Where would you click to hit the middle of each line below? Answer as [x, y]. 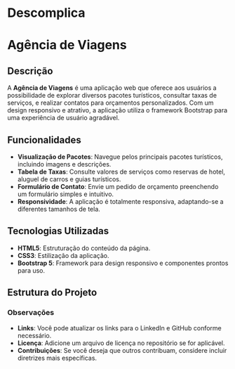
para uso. [31, 270]
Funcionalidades [45, 140]
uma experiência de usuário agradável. [63, 118]
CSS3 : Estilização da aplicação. [63, 255]
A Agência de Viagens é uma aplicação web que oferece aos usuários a [112, 88]
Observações [31, 313]
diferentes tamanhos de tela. [59, 209]
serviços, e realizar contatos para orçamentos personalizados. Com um [110, 103]
